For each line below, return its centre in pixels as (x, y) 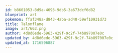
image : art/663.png (26, 29)
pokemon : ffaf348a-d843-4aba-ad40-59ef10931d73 (56, 19)
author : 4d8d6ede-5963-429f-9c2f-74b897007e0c (55, 33)
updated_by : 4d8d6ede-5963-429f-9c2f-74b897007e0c (59, 38)
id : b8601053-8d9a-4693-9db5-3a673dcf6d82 (50, 10)
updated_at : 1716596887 (30, 43)
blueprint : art (21, 15)
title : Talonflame (24, 24)
